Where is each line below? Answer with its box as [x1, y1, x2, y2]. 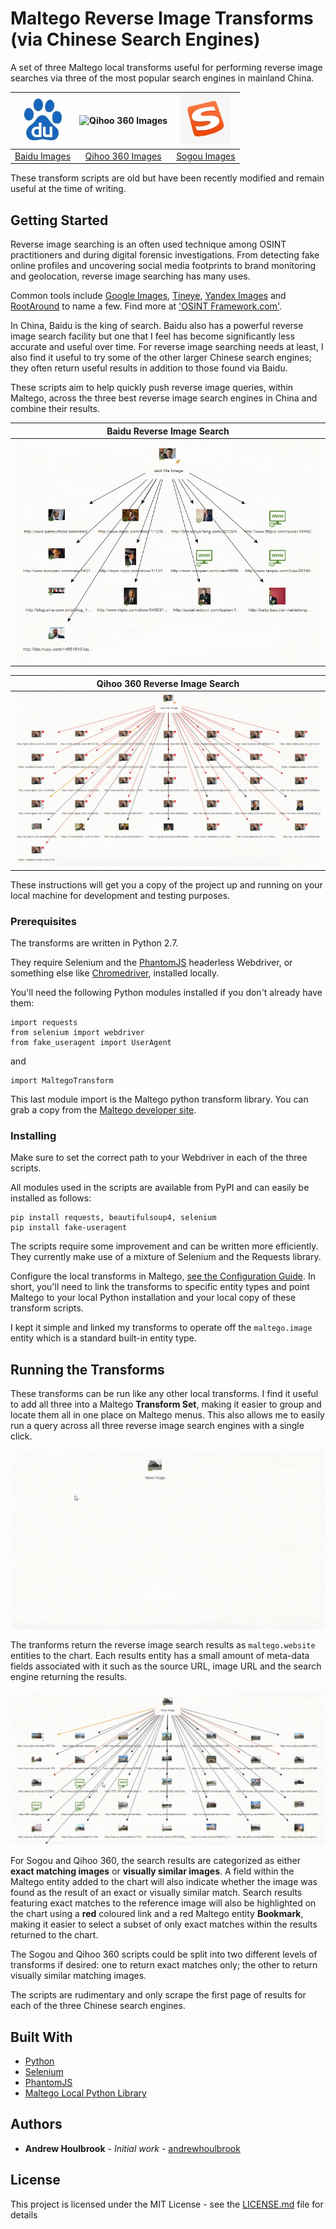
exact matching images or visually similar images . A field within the [10, 1865, 295, 1877]
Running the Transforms [10, 1361, 165, 1378]
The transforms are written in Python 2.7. [10, 937, 179, 949]
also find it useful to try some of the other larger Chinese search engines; [10, 352, 313, 363]
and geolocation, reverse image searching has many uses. [10, 270, 251, 282]
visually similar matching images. [10, 1970, 147, 1982]
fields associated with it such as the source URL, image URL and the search [10, 1660, 322, 1672]
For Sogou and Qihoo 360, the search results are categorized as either [10, 1855, 302, 1867]
